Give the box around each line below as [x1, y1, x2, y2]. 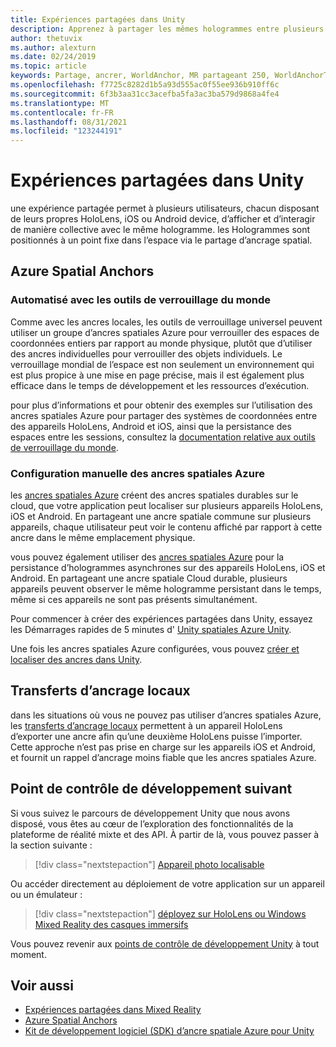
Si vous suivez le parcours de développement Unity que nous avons [10, 807, 291, 819]
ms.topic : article [10, 61, 87, 71]
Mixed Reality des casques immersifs [34, 918, 189, 930]
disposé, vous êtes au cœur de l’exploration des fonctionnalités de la [10, 817, 294, 830]
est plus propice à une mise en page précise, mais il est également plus [10, 369, 305, 381]
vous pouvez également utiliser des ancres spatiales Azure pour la [10, 551, 285, 563]
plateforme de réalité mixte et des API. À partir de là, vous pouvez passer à [10, 828, 320, 840]
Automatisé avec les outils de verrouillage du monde [10, 293, 271, 307]
